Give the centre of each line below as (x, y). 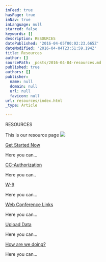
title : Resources (24, 53)
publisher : (17, 77)
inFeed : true (19, 10)
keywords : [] (19, 34)
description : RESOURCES (31, 39)
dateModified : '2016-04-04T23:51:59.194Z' (51, 48)
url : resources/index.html (34, 100)
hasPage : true (20, 15)
